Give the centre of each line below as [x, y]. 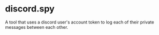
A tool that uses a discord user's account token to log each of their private [80, 22]
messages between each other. [37, 27]
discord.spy [30, 9]
